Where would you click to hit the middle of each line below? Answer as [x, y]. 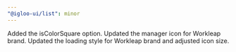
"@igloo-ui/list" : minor [44, 14]
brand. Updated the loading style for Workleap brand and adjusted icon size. [118, 41]
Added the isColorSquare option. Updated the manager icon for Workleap [114, 33]
